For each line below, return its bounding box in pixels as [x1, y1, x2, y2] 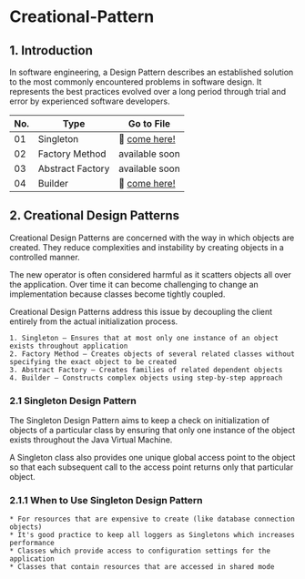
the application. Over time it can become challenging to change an [9, 279, 259, 289]
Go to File [127, 117, 171, 129]
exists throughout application [9, 341, 128, 350]
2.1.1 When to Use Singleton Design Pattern [9, 494, 203, 507]
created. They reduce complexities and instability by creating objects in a [9, 241, 284, 252]
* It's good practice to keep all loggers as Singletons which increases [9, 531, 296, 540]
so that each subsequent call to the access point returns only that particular [9, 462, 294, 472]
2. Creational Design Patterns [9, 208, 180, 224]
